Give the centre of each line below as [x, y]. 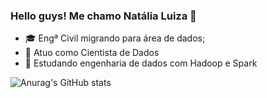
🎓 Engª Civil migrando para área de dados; [115, 38]
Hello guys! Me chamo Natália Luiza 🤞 [103, 16]
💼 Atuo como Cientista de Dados [92, 53]
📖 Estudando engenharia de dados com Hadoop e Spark [141, 63]
